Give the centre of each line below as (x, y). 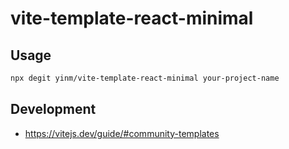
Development (53, 109)
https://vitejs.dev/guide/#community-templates (122, 133)
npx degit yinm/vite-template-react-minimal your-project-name (145, 78)
